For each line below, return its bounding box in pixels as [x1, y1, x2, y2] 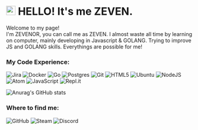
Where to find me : [6, 104, 59, 112]
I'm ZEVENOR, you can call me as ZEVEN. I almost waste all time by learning [6, 30, 193, 37]
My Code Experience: [6, 58, 70, 66]
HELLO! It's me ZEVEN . [17, 5, 133, 18]
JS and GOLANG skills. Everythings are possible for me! [6, 43, 143, 50]
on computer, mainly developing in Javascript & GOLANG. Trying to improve [6, 37, 191, 44]
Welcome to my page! [6, 24, 60, 31]
